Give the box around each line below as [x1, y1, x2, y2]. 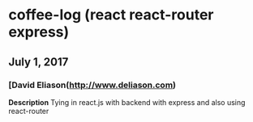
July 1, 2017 [8, 55, 69, 69]
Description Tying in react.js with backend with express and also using [8, 97, 246, 107]
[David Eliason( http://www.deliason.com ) [8, 79, 177, 90]
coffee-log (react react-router [8, 6, 214, 24]
